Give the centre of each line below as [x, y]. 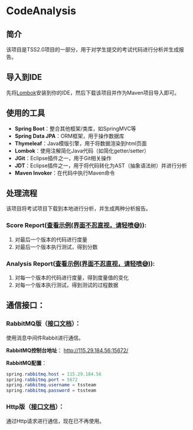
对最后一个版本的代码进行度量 [51, 239]
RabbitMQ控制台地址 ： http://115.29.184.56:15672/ [67, 350]
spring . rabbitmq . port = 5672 [42, 380]
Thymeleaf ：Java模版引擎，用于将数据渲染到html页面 [81, 143]
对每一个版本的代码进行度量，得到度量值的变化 [71, 278]
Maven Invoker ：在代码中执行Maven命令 [65, 173]
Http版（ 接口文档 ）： [35, 407]
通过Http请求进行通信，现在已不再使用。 [55, 421]
